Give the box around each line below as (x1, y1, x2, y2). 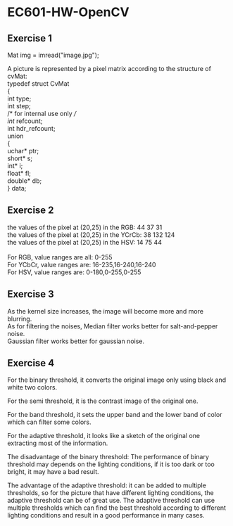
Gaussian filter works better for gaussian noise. (7, 337, 145, 345)
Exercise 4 (7, 357, 55, 369)
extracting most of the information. (7, 439, 108, 447)
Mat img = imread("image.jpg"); (7, 51, 100, 59)
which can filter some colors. (7, 418, 92, 426)
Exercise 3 (7, 288, 54, 300)
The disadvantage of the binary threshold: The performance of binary (7, 453, 210, 461)
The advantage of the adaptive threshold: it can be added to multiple (7, 481, 206, 489)
